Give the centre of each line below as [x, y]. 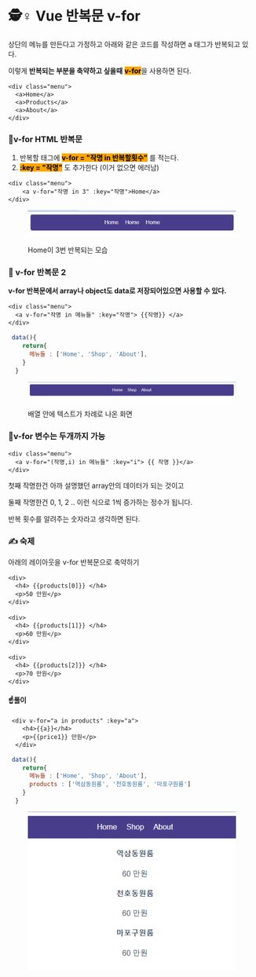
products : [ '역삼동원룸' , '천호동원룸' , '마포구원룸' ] [110, 785]
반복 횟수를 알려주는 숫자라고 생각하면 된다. [74, 519]
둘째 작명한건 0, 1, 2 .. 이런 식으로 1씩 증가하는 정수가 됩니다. [101, 503]
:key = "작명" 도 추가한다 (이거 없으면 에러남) [89, 168]
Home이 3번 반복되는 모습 [68, 250]
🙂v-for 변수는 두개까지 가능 [57, 436]
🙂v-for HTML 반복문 [45, 139]
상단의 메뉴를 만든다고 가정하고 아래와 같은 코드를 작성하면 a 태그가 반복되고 [124, 44]
